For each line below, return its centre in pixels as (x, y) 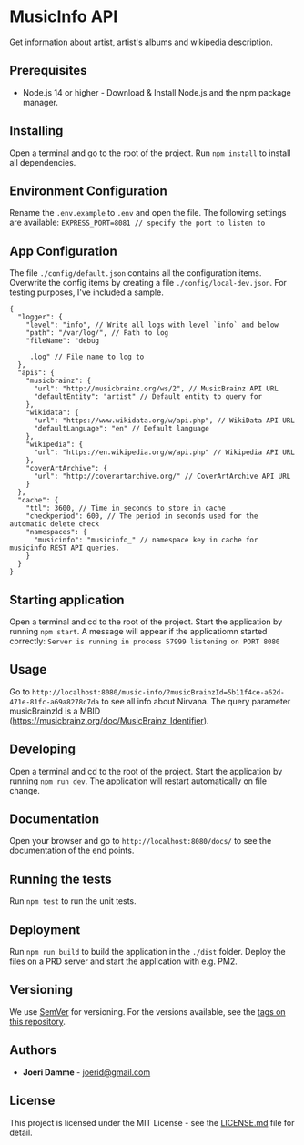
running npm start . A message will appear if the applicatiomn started (138, 631)
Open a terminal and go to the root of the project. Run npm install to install (150, 153)
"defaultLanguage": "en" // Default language (121, 429)
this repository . (38, 1021)
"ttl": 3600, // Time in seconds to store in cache (126, 508)
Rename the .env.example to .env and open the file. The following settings (148, 213)
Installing (36, 131)
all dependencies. (43, 162)
